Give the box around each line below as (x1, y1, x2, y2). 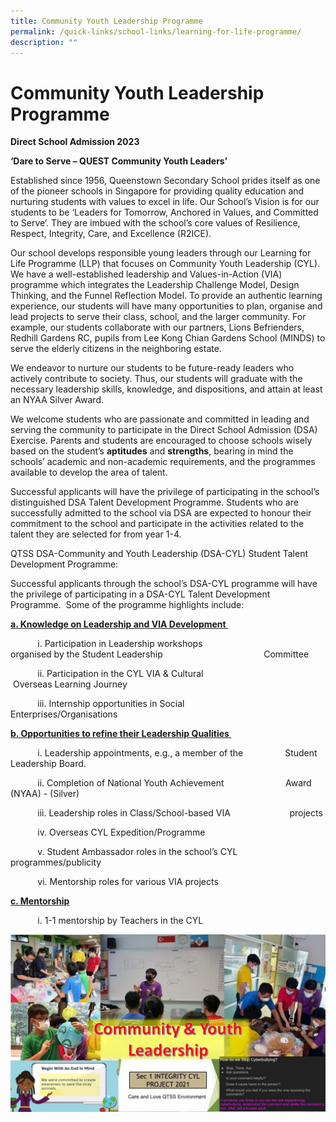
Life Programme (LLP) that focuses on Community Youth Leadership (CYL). (10, 258, 321, 270)
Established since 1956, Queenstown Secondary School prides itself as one (10, 175, 321, 187)
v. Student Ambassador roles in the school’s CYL (37, 846, 238, 858)
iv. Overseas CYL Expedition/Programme (37, 826, 206, 839)
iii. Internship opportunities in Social (37, 698, 185, 710)
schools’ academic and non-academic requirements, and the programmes (10, 456, 316, 468)
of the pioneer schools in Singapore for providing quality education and (10, 185, 305, 197)
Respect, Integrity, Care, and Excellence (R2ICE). (10, 228, 212, 240)
